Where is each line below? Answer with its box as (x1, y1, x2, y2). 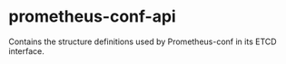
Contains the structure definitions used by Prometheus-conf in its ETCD (8, 36, 278, 47)
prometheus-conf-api (8, 6, 176, 27)
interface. (8, 45, 44, 56)
